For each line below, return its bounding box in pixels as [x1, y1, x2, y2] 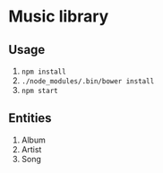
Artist [21, 143, 42, 154]
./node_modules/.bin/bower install [21, 77, 155, 86]
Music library [8, 6, 109, 27]
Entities [8, 110, 52, 126]
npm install [21, 67, 66, 76]
